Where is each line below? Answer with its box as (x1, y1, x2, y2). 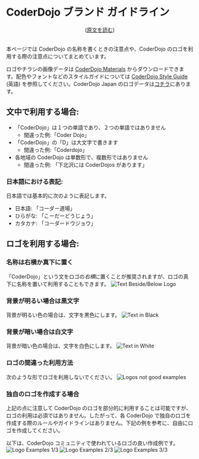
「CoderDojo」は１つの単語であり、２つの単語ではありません (14, 123, 166, 131)
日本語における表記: (6, 177, 64, 185)
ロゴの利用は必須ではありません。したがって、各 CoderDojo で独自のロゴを (6, 412, 191, 419)
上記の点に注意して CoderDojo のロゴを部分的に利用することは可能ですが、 (6, 404, 192, 411)
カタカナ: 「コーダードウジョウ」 (14, 220, 96, 227)
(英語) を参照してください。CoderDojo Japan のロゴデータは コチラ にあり (6, 80, 186, 87)
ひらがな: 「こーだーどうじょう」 (14, 212, 96, 219)
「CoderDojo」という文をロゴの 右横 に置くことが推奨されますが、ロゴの (6, 272, 184, 280)
